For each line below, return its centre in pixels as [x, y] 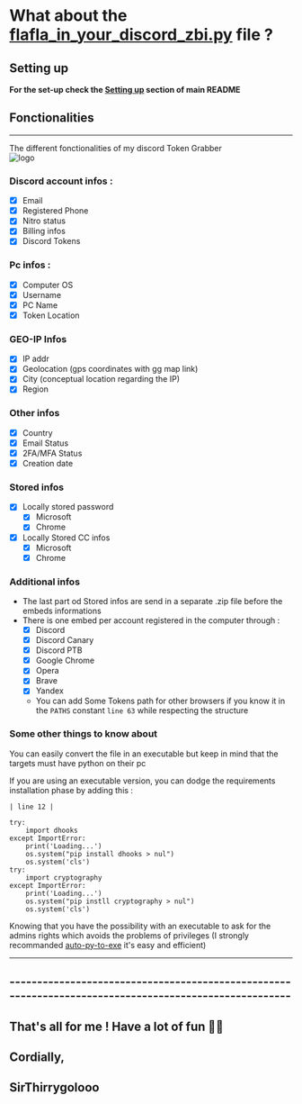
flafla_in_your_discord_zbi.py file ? [142, 35]
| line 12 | [31, 807]
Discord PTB [59, 650]
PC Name [40, 305]
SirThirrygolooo [54, 1087]
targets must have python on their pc [78, 763]
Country [37, 432]
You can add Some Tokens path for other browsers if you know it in [160, 701]
